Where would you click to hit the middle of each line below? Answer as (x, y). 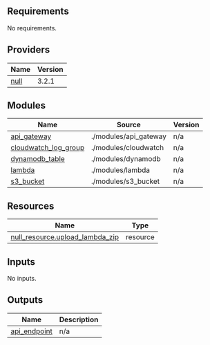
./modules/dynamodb (126, 159)
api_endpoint (32, 331)
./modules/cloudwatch (127, 148)
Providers (29, 50)
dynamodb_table (38, 159)
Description (79, 319)
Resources (31, 206)
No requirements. (32, 28)
